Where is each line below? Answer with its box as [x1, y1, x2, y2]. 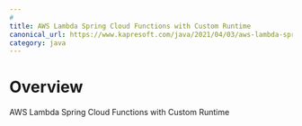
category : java [9, 38, 67, 48]
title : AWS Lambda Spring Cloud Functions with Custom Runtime [9, 22, 252, 31]
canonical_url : [9, 30, 67, 39]
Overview [9, 77, 84, 97]
